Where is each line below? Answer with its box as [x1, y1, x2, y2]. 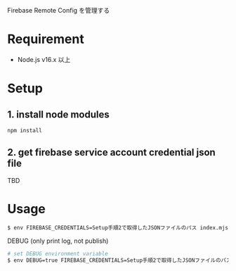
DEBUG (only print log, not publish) [7, 237, 109, 245]
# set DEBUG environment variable [7, 251, 109, 258]
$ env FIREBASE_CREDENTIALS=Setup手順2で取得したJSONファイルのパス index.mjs [7, 224, 228, 231]
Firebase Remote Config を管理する [7, 6, 110, 14]
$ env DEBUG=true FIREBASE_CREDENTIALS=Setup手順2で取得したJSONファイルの [7, 257, 221, 264]
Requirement [7, 31, 84, 47]
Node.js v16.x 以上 [17, 55, 71, 63]
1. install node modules [7, 108, 110, 120]
